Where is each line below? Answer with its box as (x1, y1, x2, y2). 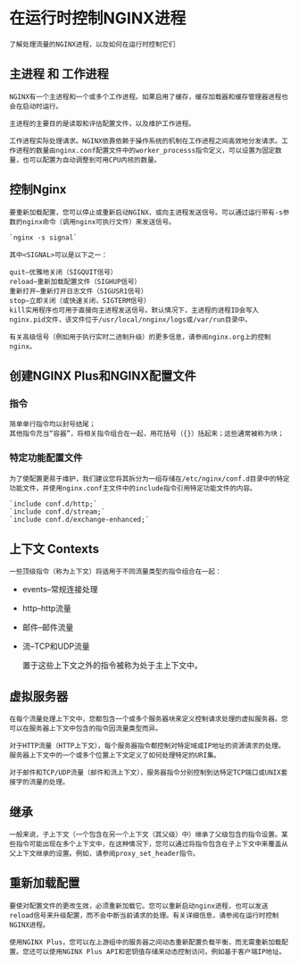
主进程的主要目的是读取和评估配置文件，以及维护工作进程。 (9, 119, 195, 128)
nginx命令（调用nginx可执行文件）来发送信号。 (21, 217, 176, 226)
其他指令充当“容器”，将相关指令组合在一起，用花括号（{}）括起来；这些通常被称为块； (9, 430, 285, 439)
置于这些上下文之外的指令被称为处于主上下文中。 (21, 660, 203, 671)
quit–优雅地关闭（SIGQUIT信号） (9, 267, 118, 277)
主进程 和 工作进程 (9, 66, 109, 81)
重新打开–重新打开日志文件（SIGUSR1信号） (9, 287, 148, 296)
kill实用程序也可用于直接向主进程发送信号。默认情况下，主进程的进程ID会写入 (9, 306, 260, 314)
